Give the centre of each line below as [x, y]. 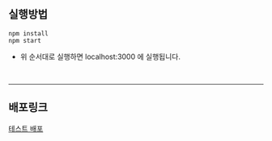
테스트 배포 [26, 128]
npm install [28, 33]
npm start [25, 40]
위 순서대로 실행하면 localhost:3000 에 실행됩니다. [100, 56]
